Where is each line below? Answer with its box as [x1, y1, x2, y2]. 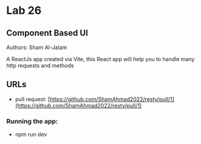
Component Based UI [6, 28, 88, 38]
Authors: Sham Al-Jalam [6, 44, 67, 51]
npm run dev [15, 131, 47, 138]
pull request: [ [15, 95, 50, 103]
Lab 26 [6, 4, 42, 18]
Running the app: [6, 117, 58, 125]
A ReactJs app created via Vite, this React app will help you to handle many [6, 56, 195, 62]
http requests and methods [6, 62, 74, 69]
